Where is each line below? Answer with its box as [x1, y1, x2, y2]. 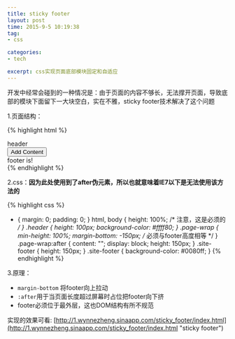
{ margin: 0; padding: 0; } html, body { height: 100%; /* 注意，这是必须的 [17, 215, 226, 223]
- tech [7, 55, 27, 63]
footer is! [7, 155, 34, 165]
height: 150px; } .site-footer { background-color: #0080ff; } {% [41, 247, 222, 255]
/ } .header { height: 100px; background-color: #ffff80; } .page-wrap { [17, 223, 219, 231]
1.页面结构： [7, 111, 43, 120]
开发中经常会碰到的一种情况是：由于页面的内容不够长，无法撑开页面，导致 [7, 88, 222, 97]
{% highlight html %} [7, 125, 68, 134]
